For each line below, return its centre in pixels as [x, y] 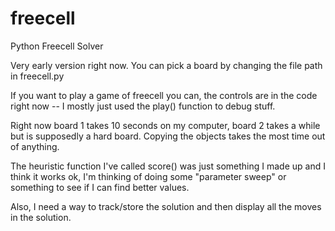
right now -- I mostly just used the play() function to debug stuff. [143, 106]
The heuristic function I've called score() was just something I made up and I [168, 166]
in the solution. [41, 217]
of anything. [35, 146]
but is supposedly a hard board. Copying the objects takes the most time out [168, 136]
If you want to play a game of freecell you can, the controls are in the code [164, 95]
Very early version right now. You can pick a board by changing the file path [166, 65]
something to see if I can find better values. [100, 187]
